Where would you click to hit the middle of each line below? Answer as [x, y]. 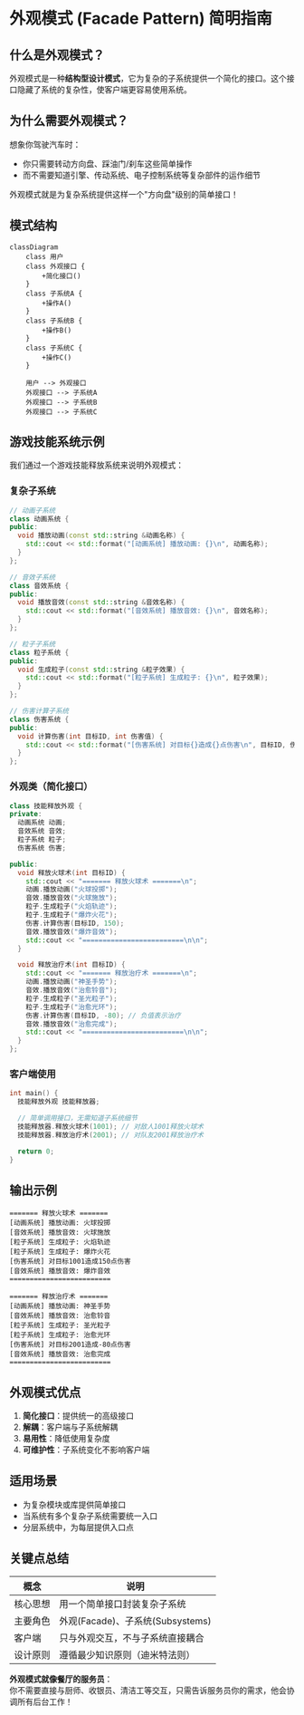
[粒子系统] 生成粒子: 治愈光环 [60, 1335]
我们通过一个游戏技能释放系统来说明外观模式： [96, 465]
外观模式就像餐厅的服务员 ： [61, 1679]
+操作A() [57, 303]
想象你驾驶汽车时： [45, 144]
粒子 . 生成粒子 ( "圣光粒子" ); [71, 998]
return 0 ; [36, 1151]
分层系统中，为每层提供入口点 [78, 1527]
